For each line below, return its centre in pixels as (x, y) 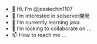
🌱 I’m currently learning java (46, 22)
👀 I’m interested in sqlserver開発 (51, 16)
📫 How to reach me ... (39, 35)
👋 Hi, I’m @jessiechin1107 (42, 9)
